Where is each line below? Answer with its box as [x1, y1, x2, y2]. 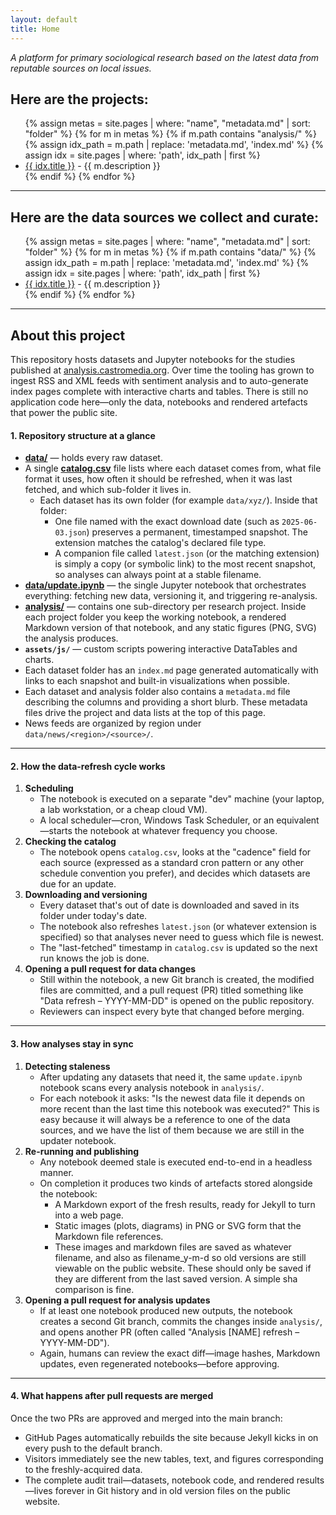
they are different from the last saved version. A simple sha [54, 1272, 298, 1285]
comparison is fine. [54, 1283, 135, 1295]
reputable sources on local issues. [10, 62, 152, 74]
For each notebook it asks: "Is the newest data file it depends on [39, 1092, 305, 1104]
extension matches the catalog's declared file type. [54, 537, 267, 549]
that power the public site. [10, 406, 118, 418]
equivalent [276, 814, 320, 826]
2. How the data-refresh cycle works [10, 760, 166, 772]
